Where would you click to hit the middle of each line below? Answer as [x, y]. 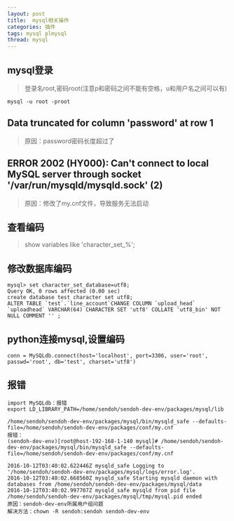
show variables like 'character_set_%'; [80, 245]
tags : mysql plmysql [37, 33]
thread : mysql [28, 40]
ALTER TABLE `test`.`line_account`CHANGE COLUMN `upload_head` [102, 304]
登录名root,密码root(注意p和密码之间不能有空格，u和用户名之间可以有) [126, 88]
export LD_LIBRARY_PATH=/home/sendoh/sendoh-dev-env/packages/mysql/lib [116, 409]
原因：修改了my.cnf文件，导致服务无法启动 [87, 203]
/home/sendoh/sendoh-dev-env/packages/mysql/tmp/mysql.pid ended [104, 496]
